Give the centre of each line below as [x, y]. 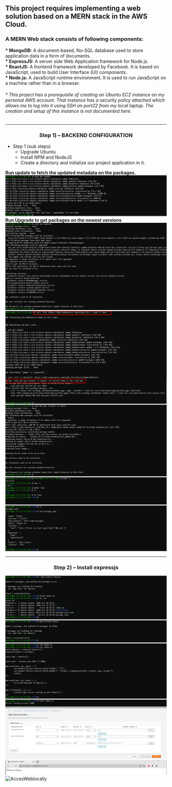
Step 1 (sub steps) [32, 146]
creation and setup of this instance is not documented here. [69, 111]
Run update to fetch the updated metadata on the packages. [71, 173]
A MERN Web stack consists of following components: [74, 39]
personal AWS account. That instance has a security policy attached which [85, 100]
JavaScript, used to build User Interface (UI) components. [66, 72]
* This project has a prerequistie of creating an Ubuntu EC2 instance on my [85, 95]
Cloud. [16, 24]
